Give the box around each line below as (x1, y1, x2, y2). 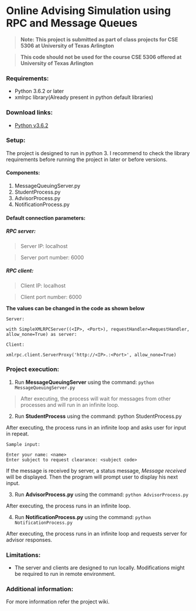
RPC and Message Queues (6, 16, 137, 30)
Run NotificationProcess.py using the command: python (14, 513, 151, 520)
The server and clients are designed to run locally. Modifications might (14, 564, 185, 571)
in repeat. (6, 430, 29, 437)
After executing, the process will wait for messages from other (20, 395, 171, 402)
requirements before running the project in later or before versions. (6, 156, 168, 163)
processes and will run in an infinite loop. (20, 401, 120, 408)
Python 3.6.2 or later (14, 88, 64, 95)
